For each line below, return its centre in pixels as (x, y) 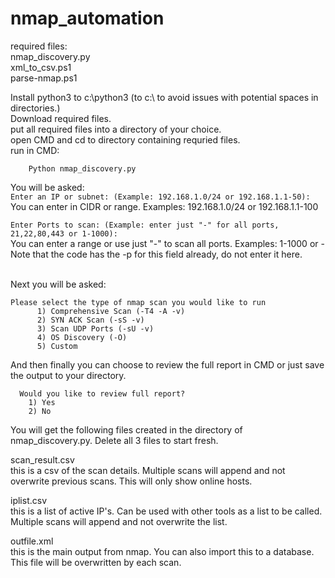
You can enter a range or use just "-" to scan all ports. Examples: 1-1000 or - (167, 243)
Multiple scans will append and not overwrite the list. (119, 521)
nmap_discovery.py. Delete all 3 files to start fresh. (114, 440)
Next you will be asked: (58, 284)
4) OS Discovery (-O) (82, 337)
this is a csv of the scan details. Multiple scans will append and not (148, 470)
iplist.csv (29, 500)
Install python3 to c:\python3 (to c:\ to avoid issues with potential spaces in (164, 97)
